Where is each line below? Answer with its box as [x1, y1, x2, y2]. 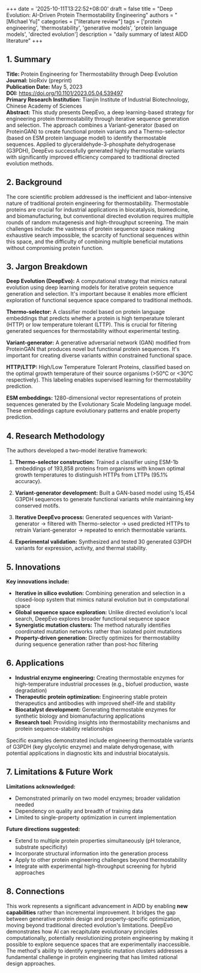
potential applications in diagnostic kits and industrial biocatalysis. [6, 749, 170, 757]
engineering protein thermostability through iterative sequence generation [6, 115, 190, 122]
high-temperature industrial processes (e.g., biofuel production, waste [14, 680, 189, 688]
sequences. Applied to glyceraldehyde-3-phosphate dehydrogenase [6, 141, 176, 148]
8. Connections [6, 886, 65, 897]
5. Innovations [6, 562, 61, 572]
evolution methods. [6, 159, 54, 167]
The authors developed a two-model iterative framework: [6, 447, 148, 454]
